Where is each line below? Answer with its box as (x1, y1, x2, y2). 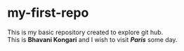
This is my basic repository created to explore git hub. (7, 28, 164, 36)
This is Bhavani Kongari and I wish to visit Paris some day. (7, 35, 178, 43)
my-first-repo (7, 5, 89, 21)
